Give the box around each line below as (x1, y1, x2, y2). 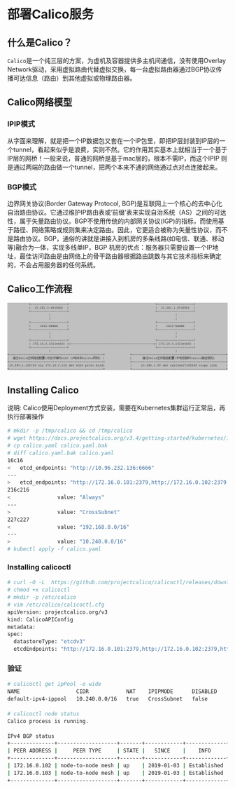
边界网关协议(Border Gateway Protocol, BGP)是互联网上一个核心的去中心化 (7, 199, 222, 208)
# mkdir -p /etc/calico (7, 594, 77, 601)
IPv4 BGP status (7, 732, 55, 740)
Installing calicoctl (7, 562, 71, 572)
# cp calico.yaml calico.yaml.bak (7, 442, 108, 449)
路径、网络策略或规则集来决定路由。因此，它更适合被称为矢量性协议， (13, 225, 215, 234)
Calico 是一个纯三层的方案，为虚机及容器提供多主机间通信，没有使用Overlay (7, 57, 226, 65)
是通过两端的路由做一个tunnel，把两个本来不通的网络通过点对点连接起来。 (7, 163, 222, 171)
